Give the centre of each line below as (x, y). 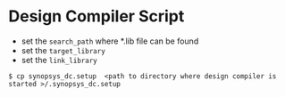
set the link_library (59, 60)
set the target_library (63, 50)
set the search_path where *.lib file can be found (110, 41)
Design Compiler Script (96, 16)
